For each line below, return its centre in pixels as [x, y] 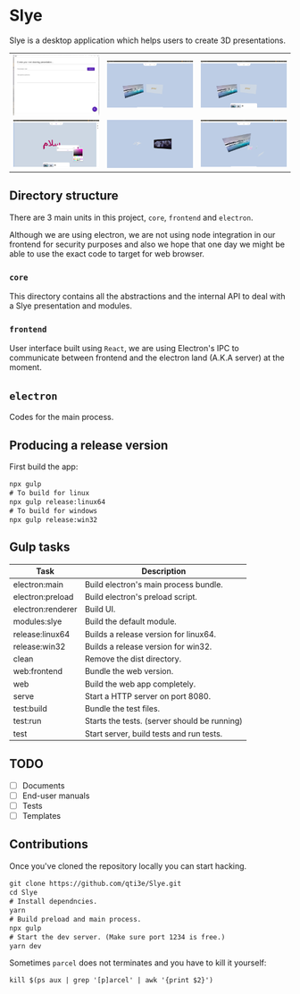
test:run [27, 721]
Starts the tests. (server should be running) [163, 721]
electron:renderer [45, 610]
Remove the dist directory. [133, 659]
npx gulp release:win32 [54, 519]
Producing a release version [89, 445]
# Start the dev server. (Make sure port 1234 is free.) [117, 937]
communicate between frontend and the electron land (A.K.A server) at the [147, 358]
